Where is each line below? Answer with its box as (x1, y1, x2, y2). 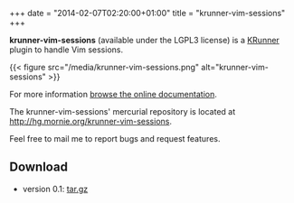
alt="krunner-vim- (201, 62, 269, 72)
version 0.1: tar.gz (22, 183, 89, 194)
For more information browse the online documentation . (9, 89, 217, 99)
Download (9, 160, 68, 175)
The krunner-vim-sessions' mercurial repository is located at (9, 106, 236, 116)
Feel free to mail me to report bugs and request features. (9, 134, 221, 143)
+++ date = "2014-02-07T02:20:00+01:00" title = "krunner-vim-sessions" (9, 8, 286, 18)
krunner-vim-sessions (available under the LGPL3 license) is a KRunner (9, 35, 280, 45)
